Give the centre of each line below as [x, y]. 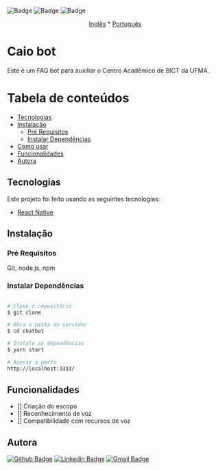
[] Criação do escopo [47, 406]
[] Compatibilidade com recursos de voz [74, 421]
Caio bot [32, 52]
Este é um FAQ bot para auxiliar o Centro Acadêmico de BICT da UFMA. [108, 70]
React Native [35, 212]
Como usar [33, 146]
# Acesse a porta [32, 362]
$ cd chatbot [26, 331]
